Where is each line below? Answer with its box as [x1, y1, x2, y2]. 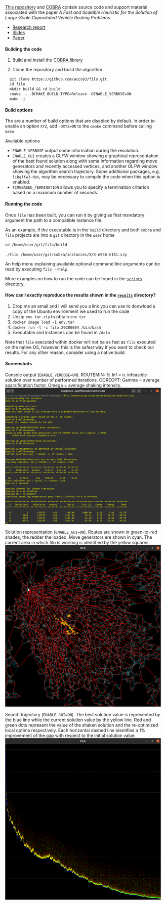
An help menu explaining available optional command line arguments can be [5, 260, 160, 266]
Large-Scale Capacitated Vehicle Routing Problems [5, 15, 110, 20]
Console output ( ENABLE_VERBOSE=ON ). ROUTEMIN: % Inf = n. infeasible [5, 372, 147, 378]
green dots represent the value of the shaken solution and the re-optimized [5, 722, 158, 728]
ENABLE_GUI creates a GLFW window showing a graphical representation [12, 153, 159, 159]
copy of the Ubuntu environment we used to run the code [12, 308, 129, 314]
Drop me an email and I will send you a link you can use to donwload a [12, 303, 156, 309]
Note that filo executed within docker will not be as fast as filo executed [5, 339, 156, 345]
